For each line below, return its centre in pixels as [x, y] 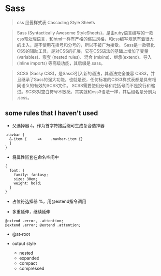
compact [28, 263]
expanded [29, 258]
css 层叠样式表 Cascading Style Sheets [56, 22]
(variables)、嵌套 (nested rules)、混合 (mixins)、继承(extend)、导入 [84, 57]
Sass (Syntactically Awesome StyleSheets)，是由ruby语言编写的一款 [85, 32]
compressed [32, 268]
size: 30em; [26, 179]
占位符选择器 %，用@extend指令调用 [49, 201]
